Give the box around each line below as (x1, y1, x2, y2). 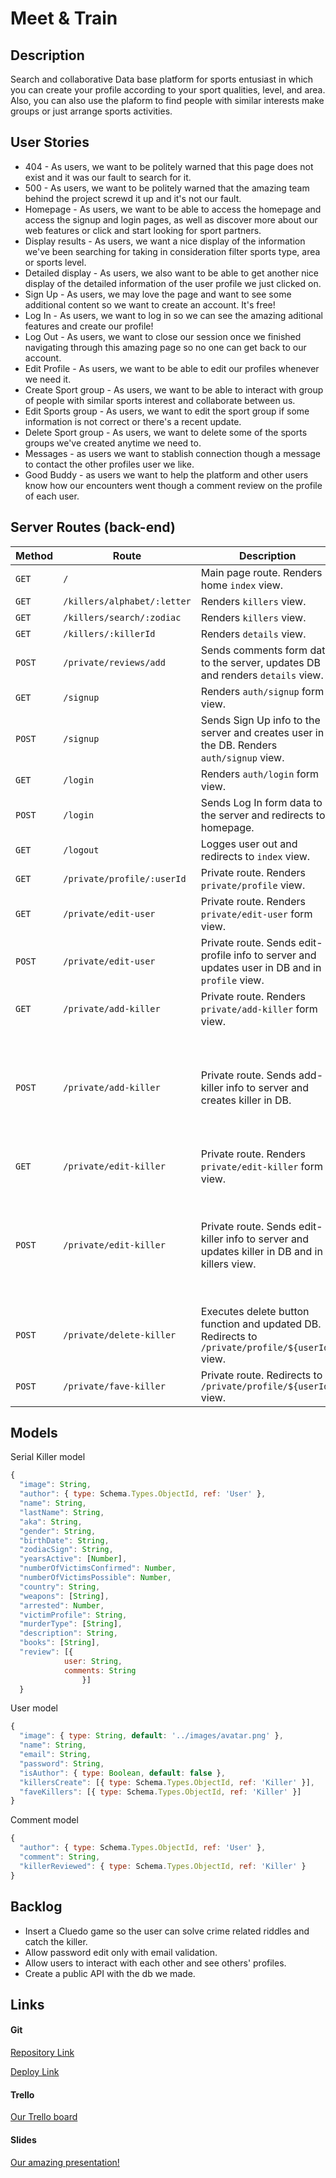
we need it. (24, 373, 72, 385)
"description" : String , (19, 1628, 118, 1639)
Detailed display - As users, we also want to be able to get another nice (24, 267, 320, 279)
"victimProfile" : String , (19, 1610, 128, 1620)
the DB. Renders (200, 738, 278, 752)
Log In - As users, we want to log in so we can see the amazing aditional (24, 309, 323, 321)
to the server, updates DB (200, 655, 321, 669)
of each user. (24, 490, 80, 502)
